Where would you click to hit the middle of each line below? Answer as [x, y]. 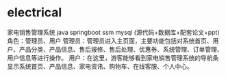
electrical [35, 13]
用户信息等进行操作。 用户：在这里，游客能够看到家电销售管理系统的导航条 [113, 58]
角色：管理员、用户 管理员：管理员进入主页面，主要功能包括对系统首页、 [110, 41]
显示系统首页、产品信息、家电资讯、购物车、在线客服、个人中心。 [100, 66]
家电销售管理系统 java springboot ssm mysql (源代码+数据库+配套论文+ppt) [114, 32]
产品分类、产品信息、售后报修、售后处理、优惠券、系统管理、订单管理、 [121, 49]
